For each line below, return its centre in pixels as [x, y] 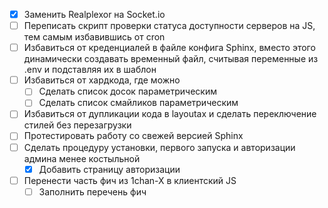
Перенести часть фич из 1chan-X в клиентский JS [130, 180]
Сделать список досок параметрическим [127, 91]
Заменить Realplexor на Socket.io [94, 14]
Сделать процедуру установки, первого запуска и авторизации [159, 147]
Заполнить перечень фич [92, 191]
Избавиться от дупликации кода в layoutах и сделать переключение [170, 114]
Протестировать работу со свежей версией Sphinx [133, 136]
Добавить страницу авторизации [109, 169]
